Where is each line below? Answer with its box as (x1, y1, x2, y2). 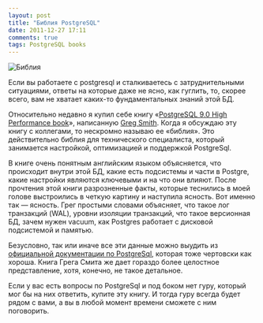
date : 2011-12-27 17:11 (8, 26, 87, 34)
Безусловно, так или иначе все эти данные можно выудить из (8, 241, 219, 251)
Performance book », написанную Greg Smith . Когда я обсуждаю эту (8, 118, 237, 128)
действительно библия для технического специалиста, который (8, 135, 225, 144)
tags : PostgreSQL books (8, 41, 87, 49)
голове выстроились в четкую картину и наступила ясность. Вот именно (8, 192, 256, 202)
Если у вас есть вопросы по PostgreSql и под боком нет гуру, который (8, 281, 246, 291)
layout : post (8, 11, 51, 20)
